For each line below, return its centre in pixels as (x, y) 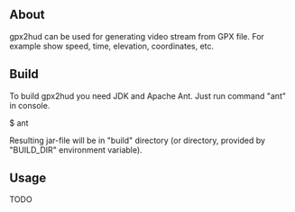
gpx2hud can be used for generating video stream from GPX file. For (137, 36)
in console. (30, 105)
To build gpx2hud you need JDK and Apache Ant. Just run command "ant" (148, 96)
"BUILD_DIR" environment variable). (76, 150)
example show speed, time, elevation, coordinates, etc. (112, 46)
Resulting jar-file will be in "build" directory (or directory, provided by (138, 140)
